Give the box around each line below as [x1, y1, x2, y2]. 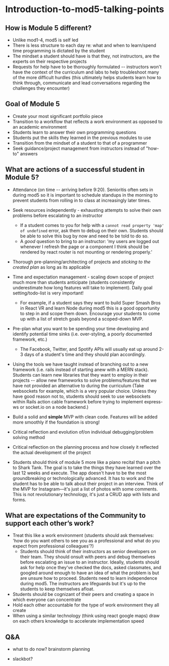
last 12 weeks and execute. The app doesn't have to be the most [12, 470, 147, 476]
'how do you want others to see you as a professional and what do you [12, 538, 160, 544]
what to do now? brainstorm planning [12, 646, 90, 652]
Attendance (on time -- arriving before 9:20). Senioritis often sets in [12, 187, 153, 193]
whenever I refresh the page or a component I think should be [20, 244, 149, 250]
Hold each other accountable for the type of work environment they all [12, 602, 159, 608]
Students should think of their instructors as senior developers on [20, 549, 156, 555]
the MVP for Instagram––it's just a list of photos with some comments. [12, 486, 158, 492]
